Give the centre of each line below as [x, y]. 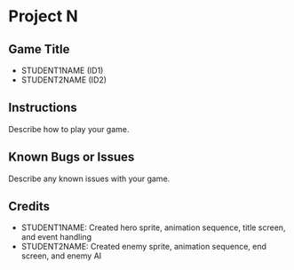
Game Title [39, 49]
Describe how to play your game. [69, 129]
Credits [29, 206]
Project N [44, 16]
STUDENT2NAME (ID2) [64, 80]
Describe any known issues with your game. [89, 179]
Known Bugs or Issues [72, 157]
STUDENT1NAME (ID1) [62, 70]
